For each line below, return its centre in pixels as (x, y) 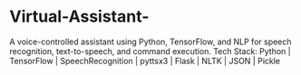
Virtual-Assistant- (79, 17)
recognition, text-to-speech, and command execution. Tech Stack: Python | (150, 51)
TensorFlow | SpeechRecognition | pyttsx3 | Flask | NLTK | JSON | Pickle (145, 61)
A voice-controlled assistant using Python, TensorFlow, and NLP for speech (150, 42)
